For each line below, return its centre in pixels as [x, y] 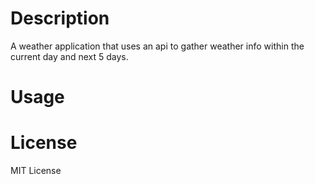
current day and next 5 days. [69, 56]
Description [60, 18]
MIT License [36, 171]
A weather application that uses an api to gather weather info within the [157, 46]
